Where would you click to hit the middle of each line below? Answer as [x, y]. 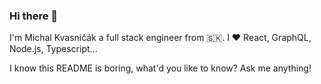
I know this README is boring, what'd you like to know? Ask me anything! [160, 68]
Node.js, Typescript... [53, 49]
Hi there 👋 [34, 16]
